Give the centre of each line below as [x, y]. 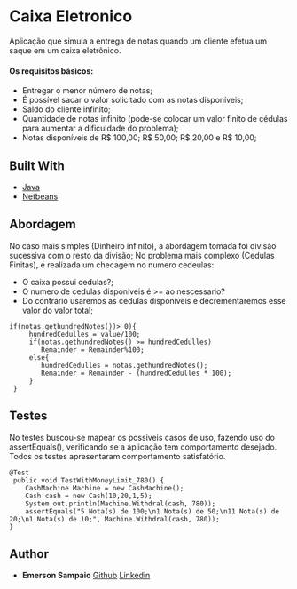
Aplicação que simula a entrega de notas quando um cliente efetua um [138, 41]
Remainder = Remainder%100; [93, 350]
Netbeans [40, 196]
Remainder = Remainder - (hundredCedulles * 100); [137, 373]
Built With [37, 166]
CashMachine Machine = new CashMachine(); [105, 488]
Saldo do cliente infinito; [66, 109]
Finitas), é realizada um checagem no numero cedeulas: [112, 265]
